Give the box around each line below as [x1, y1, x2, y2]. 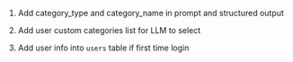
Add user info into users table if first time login [17, 42, 190, 53]
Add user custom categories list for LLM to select [17, 25, 201, 35]
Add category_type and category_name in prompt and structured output [17, 8, 285, 18]
